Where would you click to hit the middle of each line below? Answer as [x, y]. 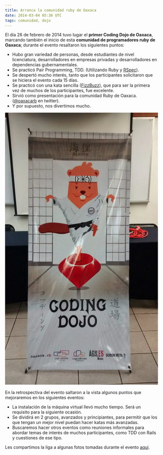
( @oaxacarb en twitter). [36, 101]
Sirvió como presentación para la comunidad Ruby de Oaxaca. [74, 96]
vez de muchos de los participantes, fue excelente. [63, 91]
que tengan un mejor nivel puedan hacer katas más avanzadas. [75, 422]
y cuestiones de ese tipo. [37, 438]
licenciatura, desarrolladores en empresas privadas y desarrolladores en [84, 60]
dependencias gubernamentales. [45, 65]
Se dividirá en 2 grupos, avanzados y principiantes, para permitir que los [85, 417]
